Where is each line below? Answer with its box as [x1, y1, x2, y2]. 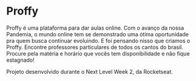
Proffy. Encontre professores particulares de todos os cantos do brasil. [6, 44, 183, 51]
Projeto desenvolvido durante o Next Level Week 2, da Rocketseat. [6, 68, 173, 75]
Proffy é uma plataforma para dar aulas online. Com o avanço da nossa [6, 24, 184, 31]
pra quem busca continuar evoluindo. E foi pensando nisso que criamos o [6, 37, 191, 44]
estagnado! [6, 56, 35, 63]
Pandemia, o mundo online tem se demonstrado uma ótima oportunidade [6, 30, 189, 37]
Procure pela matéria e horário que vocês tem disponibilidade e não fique [6, 50, 190, 57]
